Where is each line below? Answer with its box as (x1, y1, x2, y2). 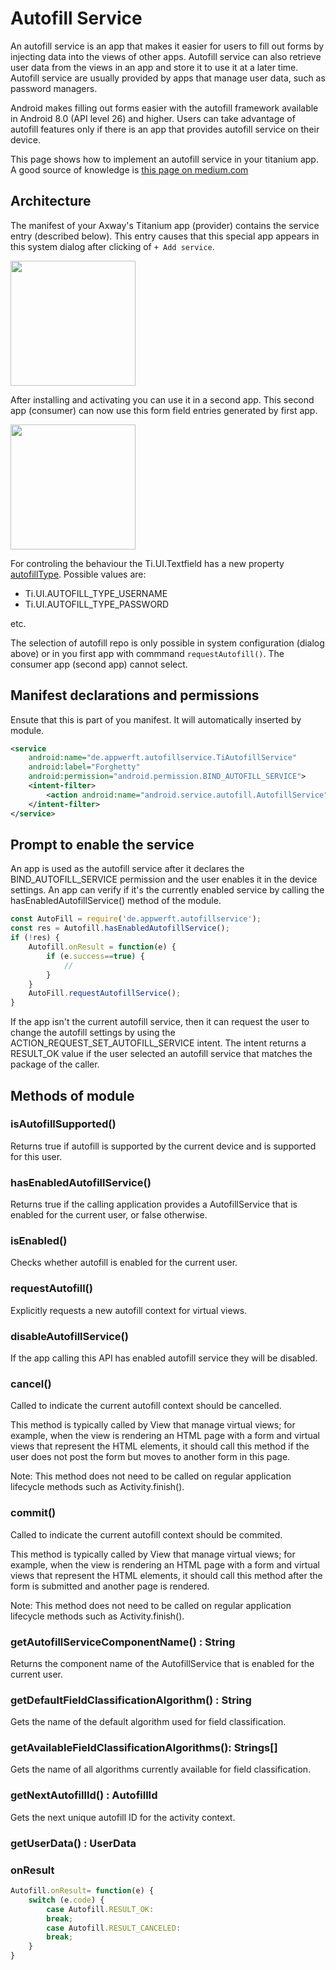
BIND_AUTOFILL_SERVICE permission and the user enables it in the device (10, 873, 318, 886)
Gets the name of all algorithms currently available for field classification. (10, 1763, 312, 1776)
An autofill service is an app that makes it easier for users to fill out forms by (10, 40, 325, 52)
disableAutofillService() (10, 1329, 129, 1343)
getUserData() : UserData (10, 1836, 137, 1850)
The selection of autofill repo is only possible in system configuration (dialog (10, 637, 325, 649)
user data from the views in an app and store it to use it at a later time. (10, 61, 299, 73)
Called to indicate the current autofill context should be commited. (10, 1528, 283, 1541)
